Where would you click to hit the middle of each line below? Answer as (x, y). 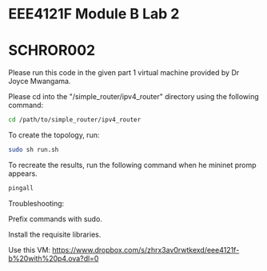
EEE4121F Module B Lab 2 (94, 14)
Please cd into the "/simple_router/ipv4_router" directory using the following (134, 97)
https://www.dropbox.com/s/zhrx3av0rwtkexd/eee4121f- (145, 249)
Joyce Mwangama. (40, 82)
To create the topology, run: (54, 135)
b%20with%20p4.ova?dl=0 (54, 258)
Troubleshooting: (36, 203)
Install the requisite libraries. (55, 234)
